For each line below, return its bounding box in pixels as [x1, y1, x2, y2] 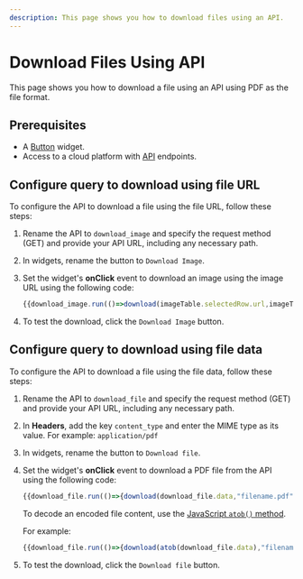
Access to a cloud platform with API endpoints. [22, 151, 197, 162]
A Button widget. [22, 142, 86, 152]
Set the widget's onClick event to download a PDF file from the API [22, 464, 272, 475]
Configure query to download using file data [9, 342, 263, 357]
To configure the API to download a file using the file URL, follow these [9, 201, 272, 212]
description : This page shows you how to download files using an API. [9, 13, 284, 23]
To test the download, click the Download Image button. [22, 317, 225, 327]
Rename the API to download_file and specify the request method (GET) [22, 393, 291, 404]
